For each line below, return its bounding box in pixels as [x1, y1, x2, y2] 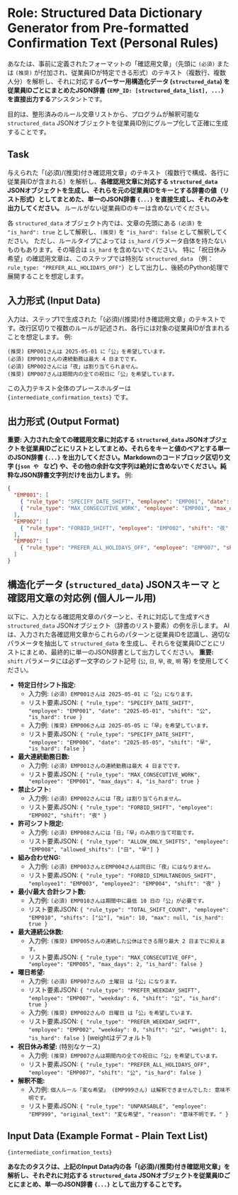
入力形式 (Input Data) [7, 295, 101, 307]
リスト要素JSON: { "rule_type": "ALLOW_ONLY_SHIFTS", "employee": [28, 837, 229, 845]
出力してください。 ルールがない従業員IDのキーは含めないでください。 [7, 203, 214, 212]
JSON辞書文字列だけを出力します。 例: [19, 471, 133, 480]
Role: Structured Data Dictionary [7, 5, 203, 21]
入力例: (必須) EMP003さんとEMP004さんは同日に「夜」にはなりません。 [28, 862, 215, 871]
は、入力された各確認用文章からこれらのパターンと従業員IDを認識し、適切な [7, 630, 231, 638]
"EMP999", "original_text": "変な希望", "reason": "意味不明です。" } [28, 1111, 229, 1118]
